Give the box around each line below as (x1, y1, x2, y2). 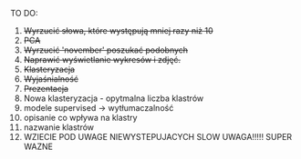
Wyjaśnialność (23, 74, 79, 84)
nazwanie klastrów (23, 122, 95, 133)
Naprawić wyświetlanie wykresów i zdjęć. (23, 55, 182, 65)
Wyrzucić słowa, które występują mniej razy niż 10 (23, 25, 213, 35)
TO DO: (10, 8, 39, 18)
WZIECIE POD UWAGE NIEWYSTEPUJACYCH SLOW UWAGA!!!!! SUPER (23, 132, 293, 142)
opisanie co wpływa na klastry (23, 113, 138, 123)
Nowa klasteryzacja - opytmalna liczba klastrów (23, 93, 204, 104)
